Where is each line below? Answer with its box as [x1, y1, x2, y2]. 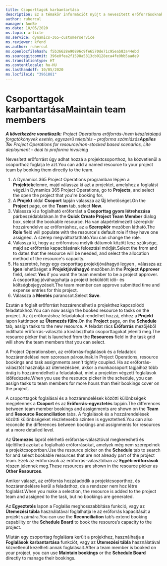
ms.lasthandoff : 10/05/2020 [5, 68, 64, 72]
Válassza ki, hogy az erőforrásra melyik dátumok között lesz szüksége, [12, 239, 158, 246]
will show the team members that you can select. [5, 339, 106, 345]
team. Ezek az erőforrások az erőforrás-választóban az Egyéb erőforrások [5, 457, 159, 463]
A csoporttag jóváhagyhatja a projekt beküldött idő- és [12, 277, 125, 283]
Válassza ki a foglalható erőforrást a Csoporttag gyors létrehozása [12, 208, 151, 214]
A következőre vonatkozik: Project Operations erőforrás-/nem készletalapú [5, 131, 162, 137]
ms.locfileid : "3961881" [5, 72, 57, 77]
